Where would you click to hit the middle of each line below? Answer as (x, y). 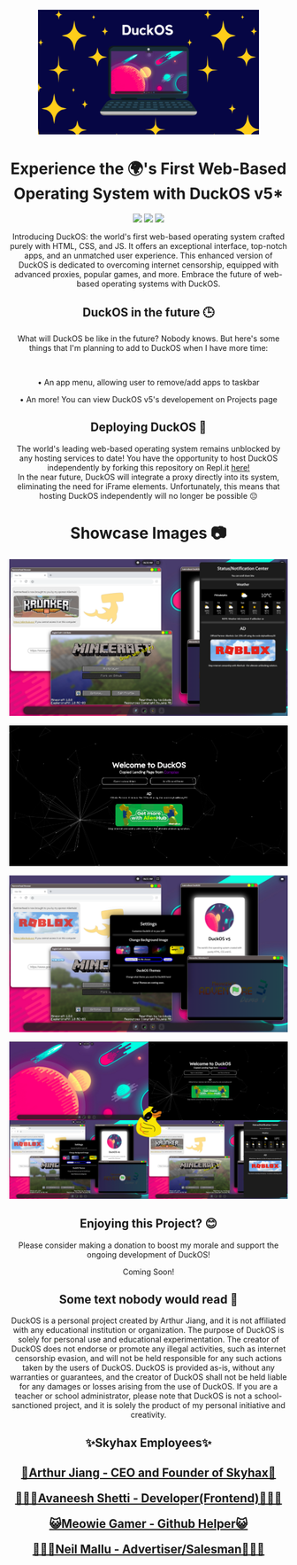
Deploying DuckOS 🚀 (148, 428)
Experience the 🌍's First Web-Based (148, 169)
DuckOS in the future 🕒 (148, 312)
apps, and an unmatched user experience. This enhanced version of (148, 255)
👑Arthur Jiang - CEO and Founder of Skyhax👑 (148, 1473)
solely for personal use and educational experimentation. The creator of (148, 1340)
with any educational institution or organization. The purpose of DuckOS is (148, 1330)
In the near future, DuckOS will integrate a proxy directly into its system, (148, 477)
